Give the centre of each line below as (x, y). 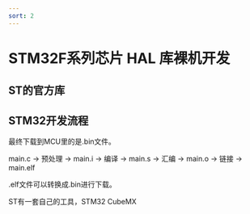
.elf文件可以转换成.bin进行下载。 (63, 185)
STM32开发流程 (49, 121)
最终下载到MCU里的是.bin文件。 (62, 141)
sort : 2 (21, 16)
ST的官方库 (37, 91)
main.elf (22, 168)
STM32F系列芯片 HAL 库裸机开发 (119, 58)
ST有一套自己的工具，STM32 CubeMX (73, 202)
